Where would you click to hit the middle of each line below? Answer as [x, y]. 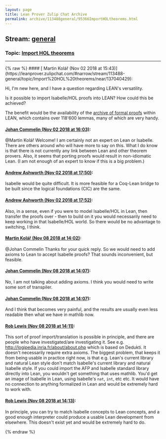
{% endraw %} [20, 432]
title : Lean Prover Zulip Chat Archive [46, 14]
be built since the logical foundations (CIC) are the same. [63, 189]
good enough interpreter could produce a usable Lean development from [80, 417]
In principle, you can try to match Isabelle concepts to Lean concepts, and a [82, 412]
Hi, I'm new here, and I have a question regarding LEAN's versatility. [74, 88]
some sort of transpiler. [29, 287]
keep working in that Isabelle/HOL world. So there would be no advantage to [83, 221]
